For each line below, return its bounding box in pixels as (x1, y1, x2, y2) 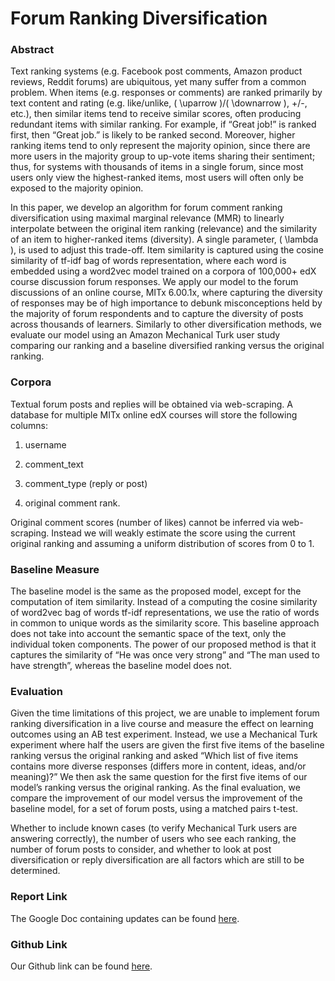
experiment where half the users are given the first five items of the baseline (10, 739, 325, 751)
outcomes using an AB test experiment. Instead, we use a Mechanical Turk (10, 728, 318, 741)
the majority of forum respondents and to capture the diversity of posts (10, 308, 304, 320)
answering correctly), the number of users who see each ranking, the (10, 833, 297, 845)
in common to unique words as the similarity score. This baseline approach (10, 617, 320, 629)
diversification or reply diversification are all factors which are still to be (10, 854, 305, 866)
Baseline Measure (10, 562, 100, 576)
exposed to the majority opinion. (10, 182, 144, 194)
